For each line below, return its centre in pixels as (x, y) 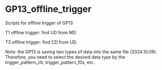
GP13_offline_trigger (48, 9)
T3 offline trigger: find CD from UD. (41, 42)
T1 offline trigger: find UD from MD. (41, 32)
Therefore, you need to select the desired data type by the (65, 57)
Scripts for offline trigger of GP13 (39, 23)
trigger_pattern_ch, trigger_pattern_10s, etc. (50, 62)
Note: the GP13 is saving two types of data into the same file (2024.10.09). (81, 52)
